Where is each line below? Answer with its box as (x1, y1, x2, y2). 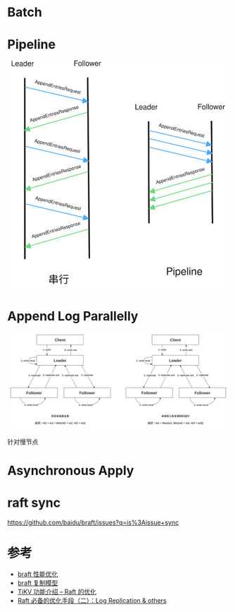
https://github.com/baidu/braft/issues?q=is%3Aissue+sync (7, 518, 179, 527)
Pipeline (7, 37, 56, 53)
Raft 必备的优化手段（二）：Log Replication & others (17, 596, 167, 604)
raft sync (7, 495, 61, 511)
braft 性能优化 (17, 570, 58, 578)
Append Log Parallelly (7, 308, 139, 324)
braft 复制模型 (17, 578, 58, 587)
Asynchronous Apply (7, 462, 134, 479)
